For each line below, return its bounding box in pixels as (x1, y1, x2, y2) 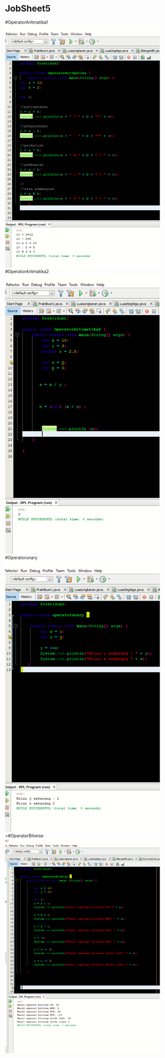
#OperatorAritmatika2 (5, 269, 49, 275)
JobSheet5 (5, 3, 51, 14)
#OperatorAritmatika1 (5, 19, 48, 25)
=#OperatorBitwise (5, 833, 44, 839)
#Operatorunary (5, 555, 38, 560)
